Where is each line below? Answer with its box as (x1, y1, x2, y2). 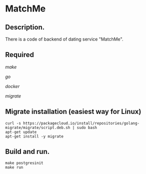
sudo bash (76, 125, 97, 130)
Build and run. (5, 147, 50, 156)
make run (5, 165, 23, 170)
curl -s (5, 120, 21, 125)
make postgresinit (5, 160, 43, 165)
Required (5, 50, 34, 59)
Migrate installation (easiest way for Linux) (5, 107, 141, 116)
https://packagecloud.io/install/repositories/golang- (23, 120, 140, 125)
